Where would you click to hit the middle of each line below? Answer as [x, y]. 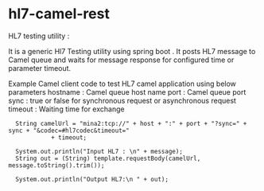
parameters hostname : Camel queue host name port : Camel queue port [127, 92]
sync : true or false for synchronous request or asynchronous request [122, 100]
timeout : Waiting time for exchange [66, 109]
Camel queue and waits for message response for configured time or [121, 60]
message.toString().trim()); [56, 165]
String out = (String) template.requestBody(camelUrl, [108, 158]
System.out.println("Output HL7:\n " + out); [92, 179]
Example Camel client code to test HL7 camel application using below [122, 84]
